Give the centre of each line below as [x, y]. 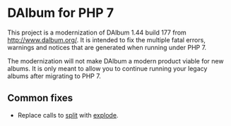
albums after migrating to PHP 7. [54, 76]
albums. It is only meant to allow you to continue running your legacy [107, 68]
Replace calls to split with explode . [68, 115]
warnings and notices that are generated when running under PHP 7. [107, 47]
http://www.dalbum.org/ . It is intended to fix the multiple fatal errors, [107, 39]
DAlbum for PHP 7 [61, 13]
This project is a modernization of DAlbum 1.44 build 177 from [97, 32]
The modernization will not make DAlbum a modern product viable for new [115, 61]
